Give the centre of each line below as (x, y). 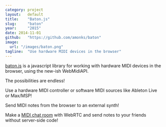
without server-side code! (32, 120)
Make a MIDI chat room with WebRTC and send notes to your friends (76, 115)
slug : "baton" (24, 24)
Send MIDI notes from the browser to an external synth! (62, 105)
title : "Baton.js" (28, 19)
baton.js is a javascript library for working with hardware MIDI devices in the (83, 66)
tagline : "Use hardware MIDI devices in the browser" (63, 51)
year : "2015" (23, 28)
